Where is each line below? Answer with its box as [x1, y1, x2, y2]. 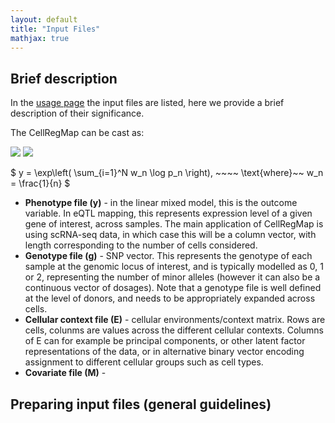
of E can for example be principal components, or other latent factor [24, 335, 306, 347]
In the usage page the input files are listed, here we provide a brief [10, 97, 285, 109]
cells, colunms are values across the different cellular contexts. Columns [24, 324, 324, 336]
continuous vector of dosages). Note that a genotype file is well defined [24, 282, 322, 294]
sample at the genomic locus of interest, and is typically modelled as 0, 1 [24, 261, 324, 273]
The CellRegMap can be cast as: [10, 127, 145, 139]
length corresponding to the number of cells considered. [24, 239, 258, 251]
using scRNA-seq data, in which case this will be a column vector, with [24, 229, 317, 241]
